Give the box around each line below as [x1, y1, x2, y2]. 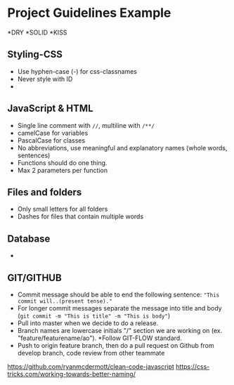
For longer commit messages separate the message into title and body [17, 304, 223, 312]
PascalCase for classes [17, 136, 86, 145]
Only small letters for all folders [17, 205, 108, 214]
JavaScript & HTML [7, 103, 93, 115]
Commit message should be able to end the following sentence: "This [17, 290, 220, 299]
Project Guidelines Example [7, 5, 171, 21]
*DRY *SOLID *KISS [7, 28, 67, 37]
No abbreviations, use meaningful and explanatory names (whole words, [17, 143, 228, 152]
